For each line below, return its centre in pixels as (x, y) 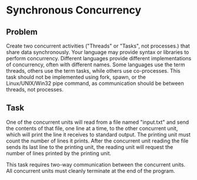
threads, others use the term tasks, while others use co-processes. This (93, 71)
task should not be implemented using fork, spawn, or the (76, 77)
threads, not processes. (35, 89)
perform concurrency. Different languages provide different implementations (99, 58)
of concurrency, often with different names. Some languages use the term (96, 64)
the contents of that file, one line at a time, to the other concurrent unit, (92, 128)
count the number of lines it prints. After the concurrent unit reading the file (97, 141)
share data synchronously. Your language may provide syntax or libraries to (98, 52)
